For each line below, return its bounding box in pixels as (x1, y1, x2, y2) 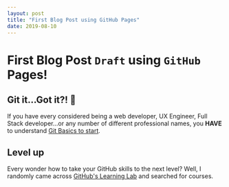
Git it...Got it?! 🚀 (7, 94, 76, 105)
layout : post (7, 10, 45, 17)
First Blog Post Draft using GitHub (7, 52, 201, 68)
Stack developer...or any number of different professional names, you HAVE (7, 119, 222, 127)
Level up (7, 147, 45, 158)
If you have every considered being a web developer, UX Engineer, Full (7, 112, 208, 121)
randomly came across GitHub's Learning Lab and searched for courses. (7, 172, 214, 180)
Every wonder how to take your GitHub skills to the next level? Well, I (7, 165, 201, 173)
